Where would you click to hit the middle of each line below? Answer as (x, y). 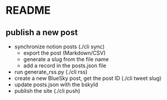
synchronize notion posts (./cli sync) (59, 46)
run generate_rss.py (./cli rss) (51, 72)
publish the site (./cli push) (47, 91)
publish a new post (42, 32)
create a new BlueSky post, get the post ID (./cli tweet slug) (88, 78)
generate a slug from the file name (66, 59)
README (28, 10)
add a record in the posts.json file (65, 65)
